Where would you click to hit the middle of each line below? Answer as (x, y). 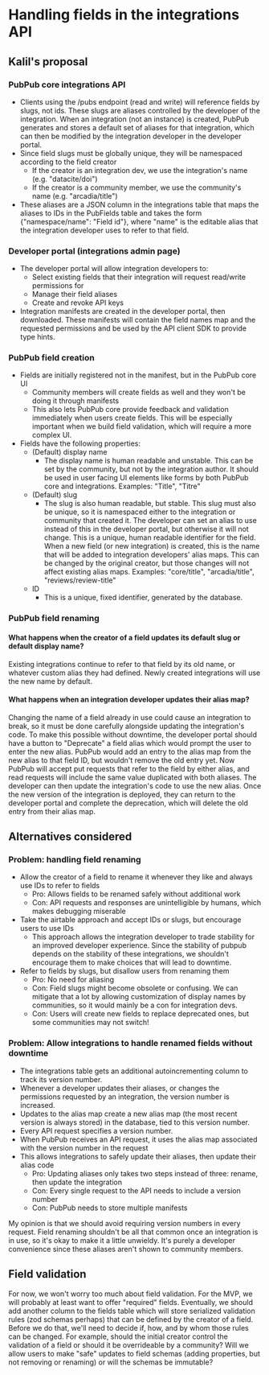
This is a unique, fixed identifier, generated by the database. (143, 598)
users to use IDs (47, 928)
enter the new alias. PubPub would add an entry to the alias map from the (130, 751)
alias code (37, 1165)
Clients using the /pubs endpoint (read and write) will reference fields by (140, 101)
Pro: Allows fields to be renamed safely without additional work (136, 894)
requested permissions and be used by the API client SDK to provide (133, 328)
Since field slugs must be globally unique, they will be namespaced (131, 153)
